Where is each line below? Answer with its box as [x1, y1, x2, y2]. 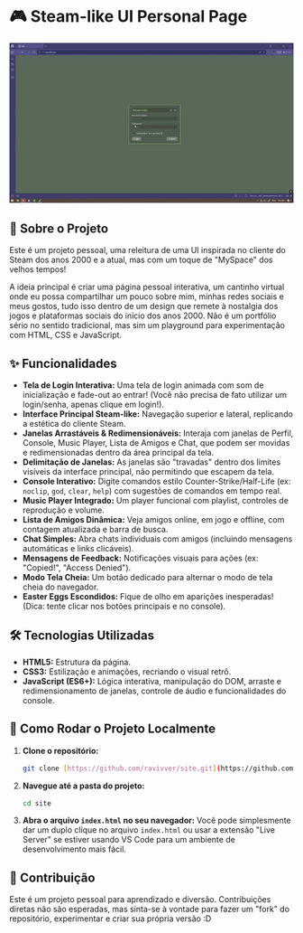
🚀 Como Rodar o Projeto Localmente [9, 721, 216, 737]
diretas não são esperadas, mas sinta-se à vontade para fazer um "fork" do [9, 904, 290, 915]
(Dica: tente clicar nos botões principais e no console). [22, 601, 226, 612]
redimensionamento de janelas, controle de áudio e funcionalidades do [22, 685, 287, 696]
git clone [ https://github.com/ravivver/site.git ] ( [22, 764, 221, 773]
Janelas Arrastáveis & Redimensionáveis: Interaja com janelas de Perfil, [22, 428, 294, 438]
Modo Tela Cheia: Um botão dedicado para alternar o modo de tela [22, 572, 273, 583]
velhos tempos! [9, 264, 67, 275]
